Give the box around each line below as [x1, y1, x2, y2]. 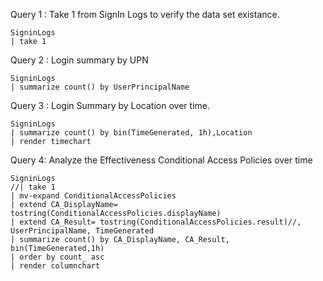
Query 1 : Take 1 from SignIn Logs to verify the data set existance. [10, 9, 280, 20]
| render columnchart [10, 261, 101, 271]
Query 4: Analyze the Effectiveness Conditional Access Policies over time [10, 154, 313, 166]
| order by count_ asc [10, 252, 105, 262]
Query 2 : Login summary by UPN [10, 54, 149, 66]
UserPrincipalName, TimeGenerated [10, 226, 155, 236]
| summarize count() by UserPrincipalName [10, 82, 190, 92]
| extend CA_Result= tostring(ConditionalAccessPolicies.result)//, [10, 217, 302, 227]
